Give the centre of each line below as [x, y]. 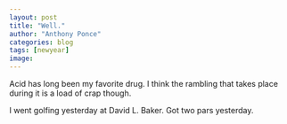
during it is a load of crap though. [70, 93]
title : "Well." [37, 26]
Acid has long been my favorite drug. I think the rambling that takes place [144, 84]
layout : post [33, 17]
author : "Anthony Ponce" [55, 34]
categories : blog [41, 42]
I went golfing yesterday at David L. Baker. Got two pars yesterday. [131, 110]
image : [21, 58]
